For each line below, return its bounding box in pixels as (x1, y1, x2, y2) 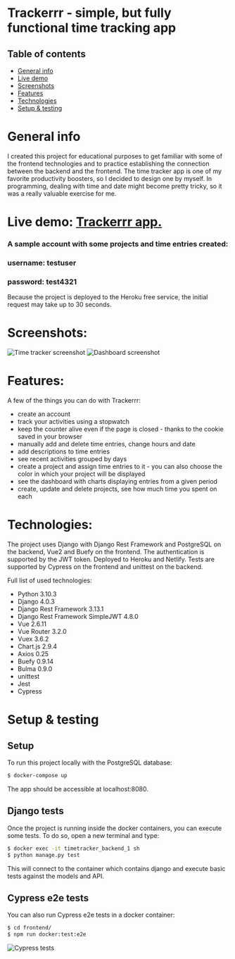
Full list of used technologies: (7, 576, 93, 585)
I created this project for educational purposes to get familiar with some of (7, 151, 223, 160)
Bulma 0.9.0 (17, 665, 53, 673)
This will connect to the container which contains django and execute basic (7, 864, 226, 872)
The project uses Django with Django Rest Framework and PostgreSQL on (7, 540, 222, 549)
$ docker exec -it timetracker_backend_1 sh (7, 845, 140, 852)
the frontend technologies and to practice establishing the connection (7, 159, 210, 168)
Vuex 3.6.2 (17, 635, 49, 644)
